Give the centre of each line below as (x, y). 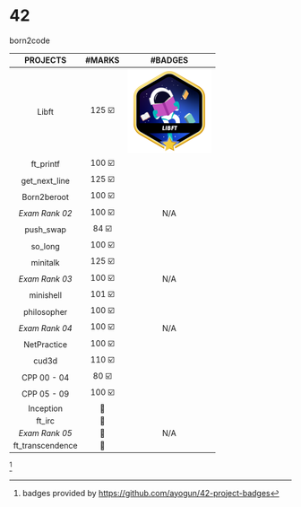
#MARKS (102, 60)
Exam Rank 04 (46, 328)
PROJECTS (46, 60)
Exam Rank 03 (46, 279)
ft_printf (45, 164)
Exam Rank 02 (46, 214)
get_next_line (45, 180)
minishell (46, 295)
